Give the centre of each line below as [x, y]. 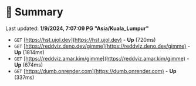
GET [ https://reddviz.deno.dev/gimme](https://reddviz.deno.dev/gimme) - [102, 46]
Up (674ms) [28, 65]
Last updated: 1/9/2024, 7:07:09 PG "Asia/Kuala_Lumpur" [77, 28]
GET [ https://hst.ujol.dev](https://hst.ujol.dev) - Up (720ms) [85, 39]
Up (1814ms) [29, 52]
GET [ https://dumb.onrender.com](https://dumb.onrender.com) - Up [95, 71]
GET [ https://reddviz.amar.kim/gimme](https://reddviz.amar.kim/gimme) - [102, 58]
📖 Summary [34, 12]
